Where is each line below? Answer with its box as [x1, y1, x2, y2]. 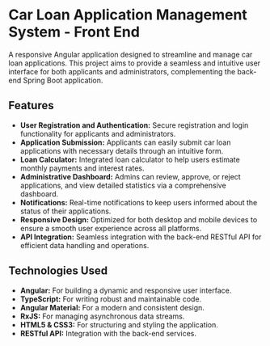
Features [8, 99, 54, 112]
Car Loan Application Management [8, 6, 248, 24]
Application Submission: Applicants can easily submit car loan [19, 137, 231, 147]
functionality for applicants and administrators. [19, 129, 176, 138]
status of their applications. [19, 206, 112, 216]
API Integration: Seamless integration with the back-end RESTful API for [19, 232, 262, 242]
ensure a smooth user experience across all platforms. [19, 223, 202, 233]
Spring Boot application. [23, 75, 103, 85]
